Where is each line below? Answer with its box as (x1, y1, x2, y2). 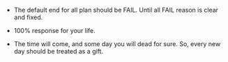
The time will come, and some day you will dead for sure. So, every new (13, 40, 221, 48)
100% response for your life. (13, 27, 96, 34)
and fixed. (13, 13, 43, 21)
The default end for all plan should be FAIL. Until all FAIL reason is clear (13, 6, 218, 14)
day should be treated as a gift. (13, 48, 103, 55)
